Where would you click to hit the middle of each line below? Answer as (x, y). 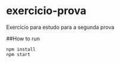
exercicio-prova (46, 11)
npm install (21, 49)
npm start (18, 54)
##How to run (23, 38)
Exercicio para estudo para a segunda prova (60, 27)
